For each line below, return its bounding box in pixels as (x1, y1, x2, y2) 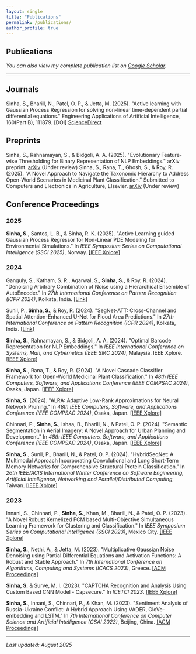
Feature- (161, 151, 182, 158)
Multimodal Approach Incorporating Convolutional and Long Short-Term (6, 457, 179, 464)
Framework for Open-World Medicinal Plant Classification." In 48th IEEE (6, 373, 178, 380)
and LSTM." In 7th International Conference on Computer (34, 612, 172, 619)
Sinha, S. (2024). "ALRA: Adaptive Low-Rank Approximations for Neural (6, 396, 179, 404)
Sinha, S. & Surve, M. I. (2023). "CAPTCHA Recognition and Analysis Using (6, 582, 187, 589)
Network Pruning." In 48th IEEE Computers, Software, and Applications (6, 403, 177, 410)
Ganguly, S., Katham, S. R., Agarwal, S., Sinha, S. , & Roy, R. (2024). (6, 276, 167, 284)
